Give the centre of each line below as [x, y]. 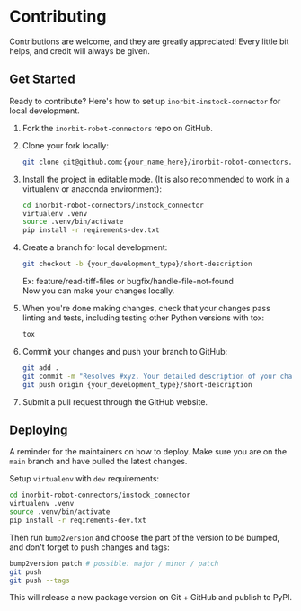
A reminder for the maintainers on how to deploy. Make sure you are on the [148, 452]
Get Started [42, 80]
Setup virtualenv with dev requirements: [84, 479]
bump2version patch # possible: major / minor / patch [114, 563]
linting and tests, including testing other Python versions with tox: [143, 318]
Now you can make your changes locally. [98, 291]
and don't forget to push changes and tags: [89, 547]
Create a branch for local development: [95, 247]
